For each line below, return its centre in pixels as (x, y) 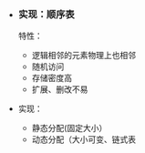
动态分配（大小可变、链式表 (84, 139)
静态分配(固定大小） (69, 128)
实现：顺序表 (46, 14)
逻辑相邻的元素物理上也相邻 (84, 56)
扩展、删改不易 (60, 89)
